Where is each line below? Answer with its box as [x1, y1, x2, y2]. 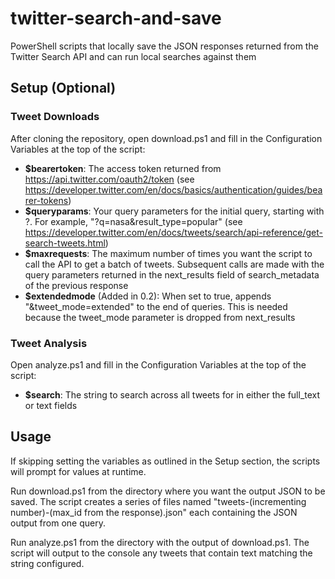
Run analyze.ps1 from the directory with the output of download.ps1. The [10, 536, 310, 548]
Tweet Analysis [10, 336, 88, 350]
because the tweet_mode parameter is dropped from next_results [24, 311, 296, 323]
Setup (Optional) [10, 80, 117, 97]
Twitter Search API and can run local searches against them [10, 50, 257, 62]
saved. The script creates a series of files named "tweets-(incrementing [10, 495, 307, 507]
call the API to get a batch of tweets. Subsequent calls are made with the [24, 258, 325, 270]
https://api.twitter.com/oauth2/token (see [24, 173, 195, 185]
